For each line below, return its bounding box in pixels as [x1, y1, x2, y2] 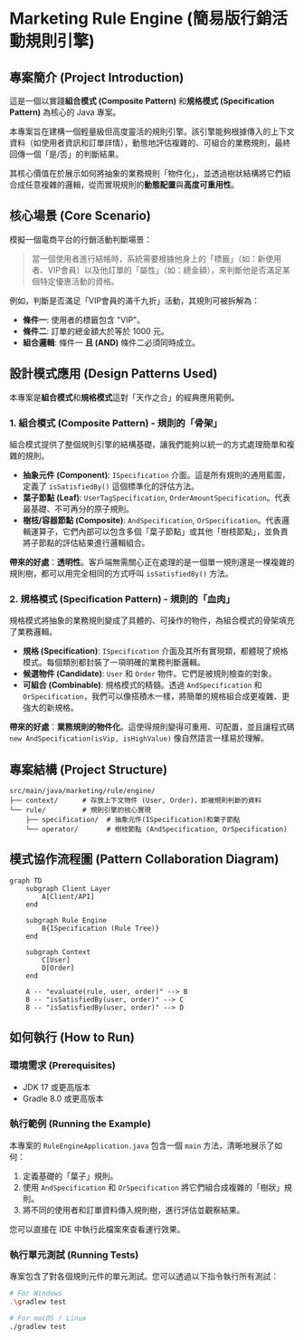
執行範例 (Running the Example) [9, 1117, 151, 1130]
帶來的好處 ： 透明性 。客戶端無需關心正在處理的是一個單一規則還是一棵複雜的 [9, 556, 295, 567]
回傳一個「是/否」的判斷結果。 [9, 148, 124, 159]
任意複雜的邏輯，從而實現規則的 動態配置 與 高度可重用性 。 [24, 179, 240, 190]
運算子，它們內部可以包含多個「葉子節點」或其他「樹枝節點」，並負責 [30, 526, 289, 537]
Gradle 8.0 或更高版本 [22, 1093, 104, 1104]
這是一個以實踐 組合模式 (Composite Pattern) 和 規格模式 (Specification [9, 96, 275, 106]
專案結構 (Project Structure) [9, 761, 168, 777]
